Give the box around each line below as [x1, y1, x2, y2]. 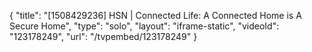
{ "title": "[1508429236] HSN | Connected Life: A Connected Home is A [9, 10, 302, 21]
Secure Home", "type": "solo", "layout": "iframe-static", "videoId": [9, 20, 280, 32]
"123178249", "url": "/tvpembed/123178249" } [9, 31, 198, 42]
